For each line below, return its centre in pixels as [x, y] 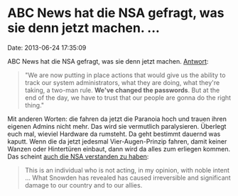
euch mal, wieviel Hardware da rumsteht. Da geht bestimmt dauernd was [114, 134]
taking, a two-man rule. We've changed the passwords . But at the [122, 90]
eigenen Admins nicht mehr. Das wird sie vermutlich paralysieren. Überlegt [117, 126]
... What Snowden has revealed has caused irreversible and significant [128, 178]
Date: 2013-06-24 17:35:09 [47, 47]
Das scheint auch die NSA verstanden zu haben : [78, 156]
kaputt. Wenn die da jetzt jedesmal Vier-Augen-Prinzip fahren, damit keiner [117, 141]
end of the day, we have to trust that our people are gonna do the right [128, 98]
